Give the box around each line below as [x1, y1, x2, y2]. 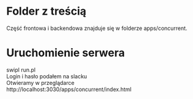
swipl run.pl [6, 66, 35, 73]
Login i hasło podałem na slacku [6, 72, 87, 80]
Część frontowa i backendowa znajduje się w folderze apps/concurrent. [6, 24, 188, 32]
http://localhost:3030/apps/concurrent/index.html [6, 86, 132, 93]
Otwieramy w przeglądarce [6, 79, 75, 86]
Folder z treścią [6, 4, 87, 18]
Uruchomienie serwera [6, 46, 125, 60]
